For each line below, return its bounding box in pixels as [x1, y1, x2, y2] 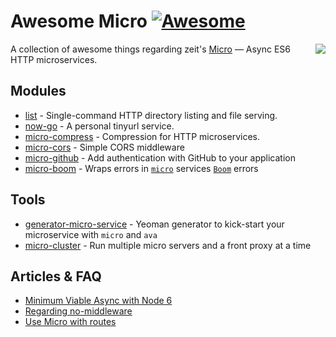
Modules [10, 83, 67, 100]
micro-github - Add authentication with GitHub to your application [24, 151, 296, 164]
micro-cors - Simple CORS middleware [24, 141, 185, 153]
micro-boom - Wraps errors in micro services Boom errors [24, 162, 259, 174]
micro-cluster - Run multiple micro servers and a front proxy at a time [24, 239, 312, 251]
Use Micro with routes [24, 316, 117, 328]
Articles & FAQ [10, 268, 102, 285]
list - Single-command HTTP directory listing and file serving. [24, 109, 278, 121]
